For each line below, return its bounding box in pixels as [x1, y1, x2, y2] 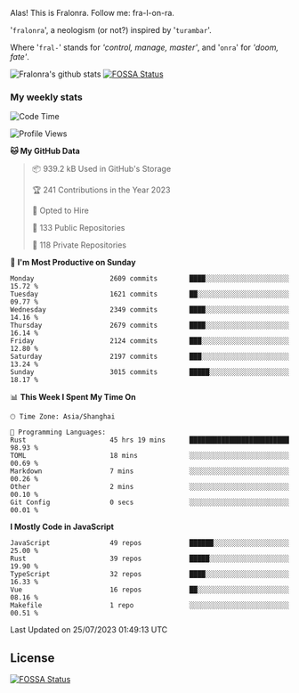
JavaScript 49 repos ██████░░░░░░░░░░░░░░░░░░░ [10, 539, 290, 548]
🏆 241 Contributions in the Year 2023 [31, 184, 171, 195]
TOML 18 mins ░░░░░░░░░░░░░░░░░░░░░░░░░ [10, 452, 290, 461]
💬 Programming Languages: [10, 428, 106, 437]
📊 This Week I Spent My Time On [10, 392, 136, 403]
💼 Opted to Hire [31, 205, 90, 216]
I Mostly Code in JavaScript [10, 521, 115, 533]
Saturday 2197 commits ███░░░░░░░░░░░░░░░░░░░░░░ [10, 352, 290, 362]
